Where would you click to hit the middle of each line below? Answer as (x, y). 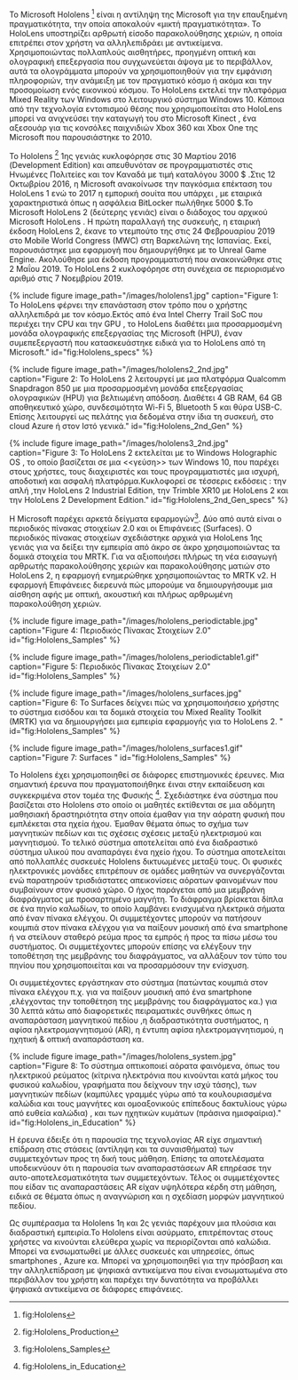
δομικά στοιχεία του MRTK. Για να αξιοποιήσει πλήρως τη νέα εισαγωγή (143, 556)
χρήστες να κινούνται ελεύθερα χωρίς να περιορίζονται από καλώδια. (140, 1241)
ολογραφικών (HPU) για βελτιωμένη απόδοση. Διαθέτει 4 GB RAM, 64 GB (146, 398)
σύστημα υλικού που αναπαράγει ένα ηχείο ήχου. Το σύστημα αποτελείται (147, 851)
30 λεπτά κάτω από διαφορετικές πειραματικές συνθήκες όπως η (131, 1010)
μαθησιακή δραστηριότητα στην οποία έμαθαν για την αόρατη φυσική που (147, 814)
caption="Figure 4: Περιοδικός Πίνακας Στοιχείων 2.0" (110, 630)
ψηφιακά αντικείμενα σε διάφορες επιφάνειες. (96, 1288)
